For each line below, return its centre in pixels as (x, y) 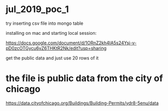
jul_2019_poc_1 (37, 9)
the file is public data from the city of (85, 78)
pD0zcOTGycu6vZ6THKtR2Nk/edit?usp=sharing (56, 48)
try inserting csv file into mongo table (45, 23)
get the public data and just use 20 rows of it (52, 58)
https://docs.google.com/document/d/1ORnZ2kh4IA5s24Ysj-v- (71, 43)
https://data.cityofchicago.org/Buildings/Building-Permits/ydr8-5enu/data (82, 103)
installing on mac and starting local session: (51, 33)
